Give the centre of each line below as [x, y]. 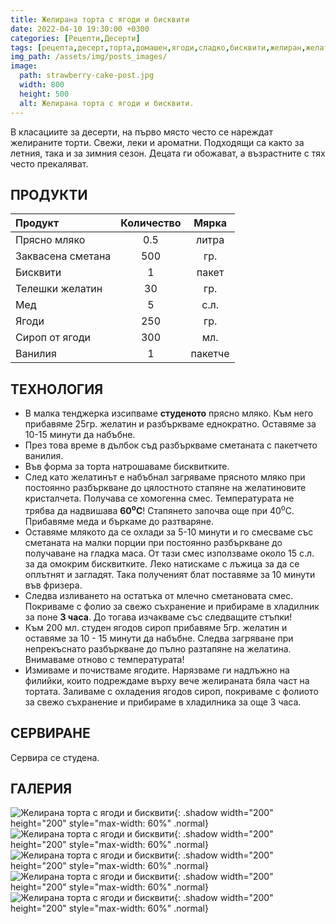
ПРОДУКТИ [49, 194]
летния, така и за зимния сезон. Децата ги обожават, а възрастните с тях [168, 153]
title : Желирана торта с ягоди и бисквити [100, 19]
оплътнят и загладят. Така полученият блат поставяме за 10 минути [170, 574]
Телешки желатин [59, 289]
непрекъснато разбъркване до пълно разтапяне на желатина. [158, 648]
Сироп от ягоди [53, 338]
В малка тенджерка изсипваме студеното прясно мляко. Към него [169, 413]
